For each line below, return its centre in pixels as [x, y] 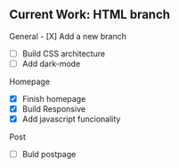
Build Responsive [54, 109]
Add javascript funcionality [71, 119]
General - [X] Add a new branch [68, 36]
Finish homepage [54, 98]
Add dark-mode [51, 63]
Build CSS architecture [63, 54]
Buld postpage [49, 155]
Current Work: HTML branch [90, 15]
